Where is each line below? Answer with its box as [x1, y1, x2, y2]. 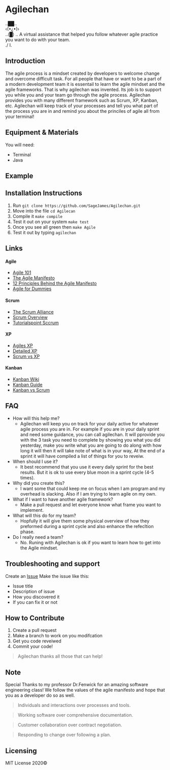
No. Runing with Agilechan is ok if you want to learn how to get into [20, 539, 161, 545]
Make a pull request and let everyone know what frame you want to [20, 502, 161, 508]
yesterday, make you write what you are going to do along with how [20, 442, 162, 448]
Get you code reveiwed [12, 638, 62, 644]
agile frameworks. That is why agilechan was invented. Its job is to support [5, 86, 161, 93]
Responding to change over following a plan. [17, 732, 111, 738]
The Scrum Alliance [12, 309, 54, 315]
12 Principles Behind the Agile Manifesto [12, 281, 97, 287]
